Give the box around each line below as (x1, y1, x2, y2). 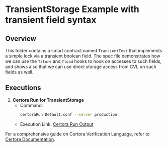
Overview (5, 34, 37, 43)
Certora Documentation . (5, 136, 55, 142)
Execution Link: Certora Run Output (20, 121, 94, 127)
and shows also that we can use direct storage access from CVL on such (5, 64, 157, 69)
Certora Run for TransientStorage (12, 97, 85, 103)
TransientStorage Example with (5, 4, 139, 15)
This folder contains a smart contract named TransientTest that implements (5, 48, 162, 53)
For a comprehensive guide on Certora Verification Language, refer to (5, 131, 150, 137)
